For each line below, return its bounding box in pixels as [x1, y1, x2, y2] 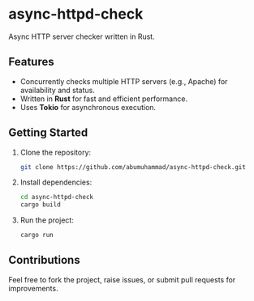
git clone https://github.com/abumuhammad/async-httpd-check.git [19, 163, 246, 171]
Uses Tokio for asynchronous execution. [19, 102, 157, 112]
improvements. [8, 283, 58, 293]
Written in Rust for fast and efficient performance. [19, 94, 188, 104]
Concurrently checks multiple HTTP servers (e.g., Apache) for [19, 76, 228, 86]
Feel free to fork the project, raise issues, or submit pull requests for [8, 274, 236, 284]
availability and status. [19, 85, 95, 95]
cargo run [19, 231, 54, 240]
